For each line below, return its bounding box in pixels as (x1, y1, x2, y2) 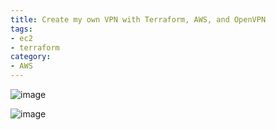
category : (10, 52, 52, 62)
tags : (10, 24, 33, 34)
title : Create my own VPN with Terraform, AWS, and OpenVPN (10, 14, 267, 25)
